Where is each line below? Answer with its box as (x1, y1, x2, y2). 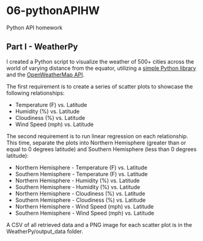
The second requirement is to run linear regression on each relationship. (6, 132, 188, 139)
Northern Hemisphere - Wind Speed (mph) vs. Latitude (15, 202, 154, 210)
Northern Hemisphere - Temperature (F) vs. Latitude (15, 163, 148, 171)
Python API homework (6, 24, 63, 31)
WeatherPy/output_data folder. (6, 228, 84, 235)
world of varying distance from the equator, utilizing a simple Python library (6, 64, 196, 72)
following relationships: (6, 89, 65, 97)
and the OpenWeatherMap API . (6, 71, 84, 78)
